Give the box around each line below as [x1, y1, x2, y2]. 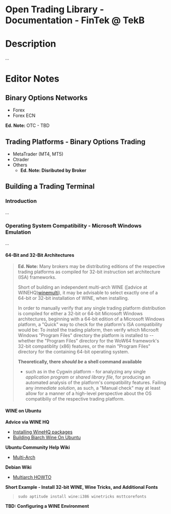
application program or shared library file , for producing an [25, 374, 151, 380]
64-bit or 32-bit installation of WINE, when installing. [17, 295, 129, 301]
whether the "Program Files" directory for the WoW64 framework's [17, 338, 160, 344]
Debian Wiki [5, 464, 32, 470]
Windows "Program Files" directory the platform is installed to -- [17, 332, 154, 338]
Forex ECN [12, 112, 36, 119]
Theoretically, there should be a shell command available [17, 358, 142, 365]
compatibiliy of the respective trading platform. [25, 396, 125, 402]
